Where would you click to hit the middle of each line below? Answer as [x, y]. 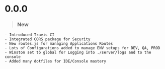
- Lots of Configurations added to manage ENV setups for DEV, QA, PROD [82, 48]
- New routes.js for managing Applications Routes [59, 44]
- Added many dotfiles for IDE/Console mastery [56, 61]
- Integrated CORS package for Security [48, 39]
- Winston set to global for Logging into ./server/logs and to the [78, 53]
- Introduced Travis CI [30, 35]
